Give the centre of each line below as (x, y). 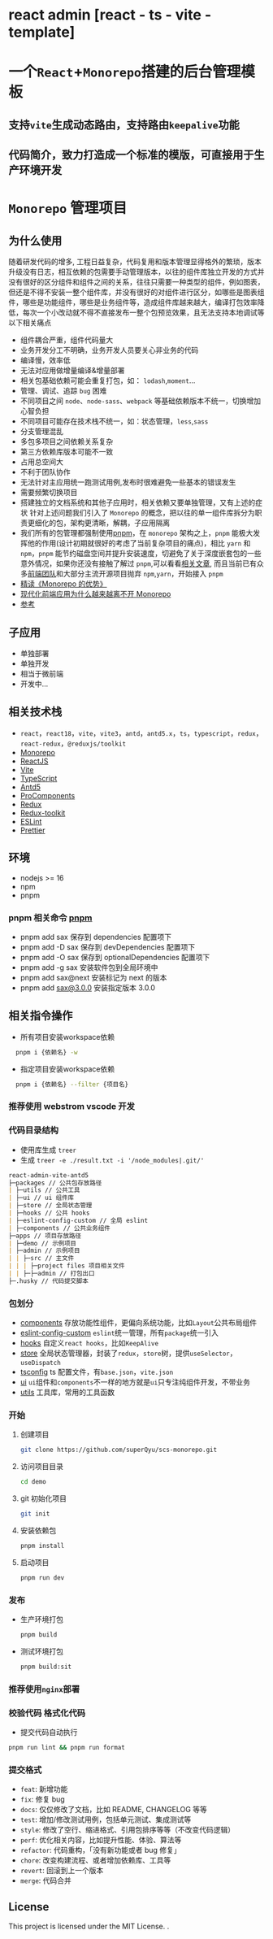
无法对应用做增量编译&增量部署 (72, 371)
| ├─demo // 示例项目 (43, 1243)
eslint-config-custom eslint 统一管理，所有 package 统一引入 (119, 1333)
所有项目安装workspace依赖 (67, 1037)
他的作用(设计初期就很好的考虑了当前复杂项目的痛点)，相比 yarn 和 (139, 543)
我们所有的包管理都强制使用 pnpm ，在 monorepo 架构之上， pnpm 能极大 (136, 533)
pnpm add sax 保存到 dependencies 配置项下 (96, 937)
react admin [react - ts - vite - (110, 15)
